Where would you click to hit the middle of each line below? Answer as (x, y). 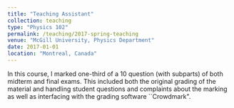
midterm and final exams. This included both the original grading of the (112, 81)
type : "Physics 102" (38, 27)
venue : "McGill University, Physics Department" (81, 40)
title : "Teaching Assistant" (51, 14)
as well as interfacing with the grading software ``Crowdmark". (99, 96)
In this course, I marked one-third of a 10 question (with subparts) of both (115, 74)
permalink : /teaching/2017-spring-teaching (73, 34)
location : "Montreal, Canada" (52, 54)
